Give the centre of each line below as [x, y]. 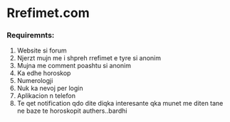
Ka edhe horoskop [44, 73]
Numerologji [35, 81]
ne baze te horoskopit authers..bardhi [72, 111]
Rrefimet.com [48, 13]
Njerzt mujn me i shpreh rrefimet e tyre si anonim [89, 58]
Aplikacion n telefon [46, 96]
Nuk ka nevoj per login [50, 88]
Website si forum [42, 50]
